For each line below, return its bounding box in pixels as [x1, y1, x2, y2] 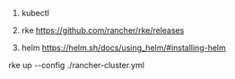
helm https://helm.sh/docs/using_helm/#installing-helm [21, 42, 226, 53]
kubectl [21, 8, 50, 18]
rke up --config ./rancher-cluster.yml [8, 60, 145, 70]
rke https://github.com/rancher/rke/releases [21, 25, 185, 35]
